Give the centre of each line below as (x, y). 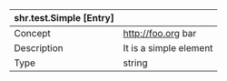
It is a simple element (168, 48)
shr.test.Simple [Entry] (64, 18)
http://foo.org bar (160, 33)
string (135, 63)
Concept (33, 33)
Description (39, 48)
